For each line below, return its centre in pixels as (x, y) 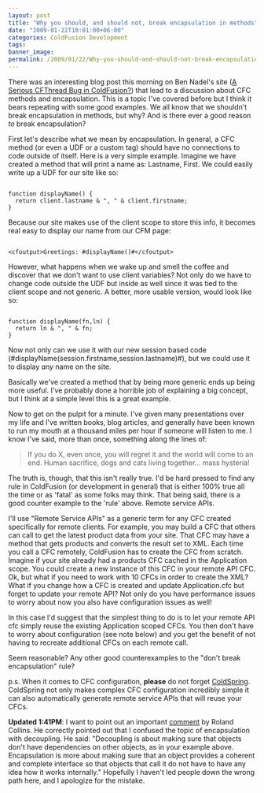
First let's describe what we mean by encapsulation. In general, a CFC (121, 139)
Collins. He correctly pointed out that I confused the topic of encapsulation (129, 730)
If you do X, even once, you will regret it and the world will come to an (140, 454)
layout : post (29, 15)
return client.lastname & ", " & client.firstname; (102, 201)
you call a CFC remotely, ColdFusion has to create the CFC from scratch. (126, 552)
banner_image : (31, 52)
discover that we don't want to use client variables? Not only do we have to (130, 275)
